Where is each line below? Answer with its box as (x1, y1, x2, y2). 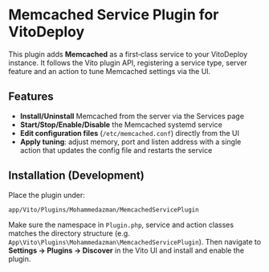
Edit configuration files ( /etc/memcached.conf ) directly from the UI (19, 128, 239, 138)
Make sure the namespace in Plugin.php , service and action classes (8, 220, 234, 229)
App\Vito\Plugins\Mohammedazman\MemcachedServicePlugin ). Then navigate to (8, 237, 262, 246)
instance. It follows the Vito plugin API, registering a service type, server (8, 58, 247, 68)
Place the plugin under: (8, 190, 86, 200)
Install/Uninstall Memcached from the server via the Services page (19, 111, 245, 121)
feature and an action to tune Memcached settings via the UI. (8, 66, 211, 76)
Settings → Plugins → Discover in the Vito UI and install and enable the (8, 245, 245, 255)
